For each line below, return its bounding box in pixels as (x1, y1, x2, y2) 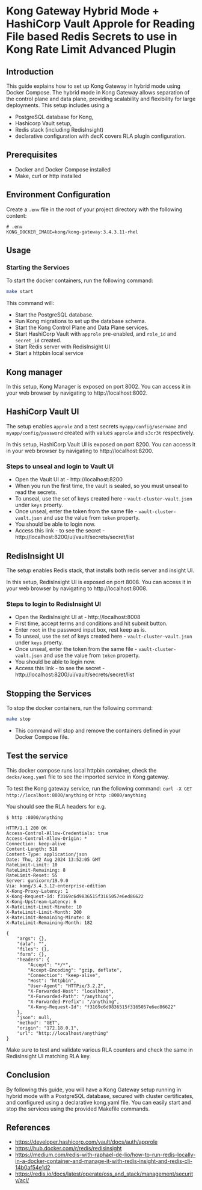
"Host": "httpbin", (28, 978, 77, 984)
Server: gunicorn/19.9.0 (6, 877, 69, 884)
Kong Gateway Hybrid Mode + (6, 4, 159, 18)
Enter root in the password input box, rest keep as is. (14, 626, 147, 634)
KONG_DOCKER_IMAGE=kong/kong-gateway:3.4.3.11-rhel (6, 229, 138, 235)
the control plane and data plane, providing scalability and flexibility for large (6, 95, 196, 102)
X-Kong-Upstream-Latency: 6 (6, 898, 77, 905)
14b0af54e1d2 (14, 1164, 50, 1171)
